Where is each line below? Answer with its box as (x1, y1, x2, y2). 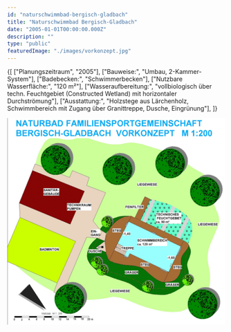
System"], (7, 75, 36, 83)
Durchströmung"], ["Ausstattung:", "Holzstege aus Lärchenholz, (7, 97, 189, 105)
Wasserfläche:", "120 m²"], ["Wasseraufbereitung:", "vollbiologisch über (7, 82, 212, 90)
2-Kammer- (168, 68, 202, 75)
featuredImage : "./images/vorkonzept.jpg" (7, 48, 131, 55)
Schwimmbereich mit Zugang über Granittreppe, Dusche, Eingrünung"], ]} (7, 104, 218, 112)
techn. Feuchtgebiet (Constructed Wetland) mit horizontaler (7, 90, 178, 98)
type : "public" (7, 40, 51, 48)
